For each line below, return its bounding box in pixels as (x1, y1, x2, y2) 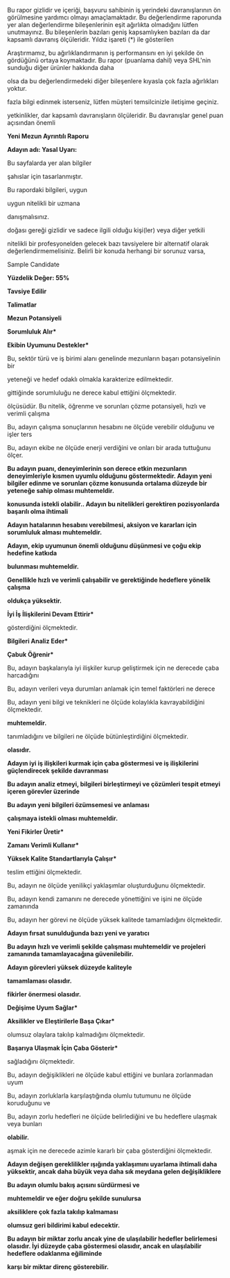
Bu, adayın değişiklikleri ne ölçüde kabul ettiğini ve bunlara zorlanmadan (7, 1071, 213, 1079)
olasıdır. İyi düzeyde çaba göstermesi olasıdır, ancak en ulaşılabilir (7, 1242, 202, 1250)
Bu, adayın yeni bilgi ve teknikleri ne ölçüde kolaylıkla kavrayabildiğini (7, 698, 205, 706)
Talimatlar (7, 301, 37, 309)
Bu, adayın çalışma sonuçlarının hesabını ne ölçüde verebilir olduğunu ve (7, 423, 215, 431)
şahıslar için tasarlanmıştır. (7, 173, 83, 180)
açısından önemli (7, 119, 55, 127)
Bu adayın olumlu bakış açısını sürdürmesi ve (7, 1181, 140, 1189)
